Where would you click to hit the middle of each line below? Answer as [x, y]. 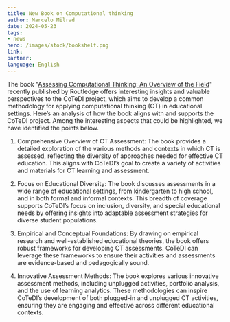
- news [16, 39]
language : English [33, 65]
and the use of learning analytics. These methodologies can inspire [112, 290]
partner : [20, 58]
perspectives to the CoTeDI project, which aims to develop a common [105, 99]
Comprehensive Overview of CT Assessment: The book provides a [111, 141]
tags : [15, 33]
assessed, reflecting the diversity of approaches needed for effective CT [120, 156]
